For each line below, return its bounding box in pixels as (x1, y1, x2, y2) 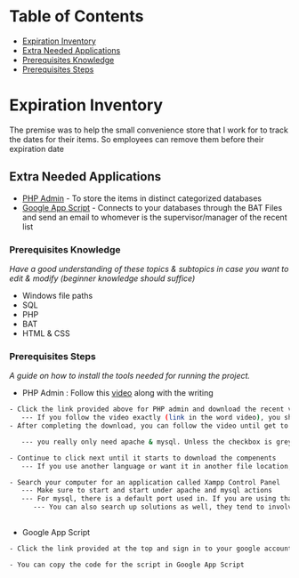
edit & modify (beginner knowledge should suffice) (9, 273, 196, 284)
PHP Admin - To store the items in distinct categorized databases (21, 193, 263, 204)
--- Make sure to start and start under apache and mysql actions (20, 486, 273, 495)
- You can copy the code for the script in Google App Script (9, 560, 245, 569)
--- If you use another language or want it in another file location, (20, 462, 293, 470)
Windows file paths (21, 290, 93, 301)
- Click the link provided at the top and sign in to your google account (9, 544, 293, 553)
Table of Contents (9, 6, 144, 27)
